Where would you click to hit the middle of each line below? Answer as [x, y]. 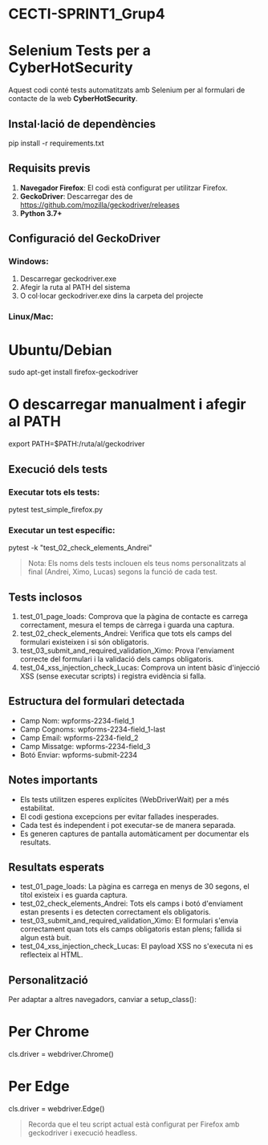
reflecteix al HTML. [51, 955]
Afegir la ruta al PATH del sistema [75, 287]
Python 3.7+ [41, 213]
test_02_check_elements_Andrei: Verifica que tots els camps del [126, 634]
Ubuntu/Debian [60, 350]
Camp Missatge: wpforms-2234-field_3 [85, 746]
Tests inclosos [45, 597]
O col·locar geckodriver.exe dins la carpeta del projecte [112, 296]
